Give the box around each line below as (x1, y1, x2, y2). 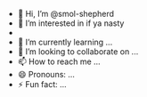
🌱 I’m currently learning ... (17, 36, 113, 47)
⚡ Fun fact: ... (17, 79, 67, 89)
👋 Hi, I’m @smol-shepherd (17, 9, 114, 19)
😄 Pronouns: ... (17, 69, 76, 79)
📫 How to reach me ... (17, 56, 101, 67)
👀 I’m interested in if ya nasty (17, 18, 125, 28)
